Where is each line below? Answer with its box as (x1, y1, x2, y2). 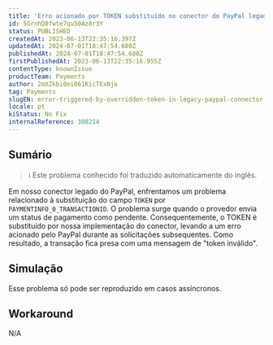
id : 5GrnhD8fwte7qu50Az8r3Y (8, 20, 104, 28)
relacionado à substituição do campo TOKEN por (8, 194, 167, 204)
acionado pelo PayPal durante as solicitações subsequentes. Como (8, 229, 234, 239)
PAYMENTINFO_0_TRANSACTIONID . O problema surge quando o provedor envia (8, 203, 258, 213)
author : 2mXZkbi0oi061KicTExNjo (8, 80, 118, 88)
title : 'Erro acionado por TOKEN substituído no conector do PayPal (8, 11, 245, 20)
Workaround (8, 307, 74, 321)
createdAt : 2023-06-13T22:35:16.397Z (8, 34, 136, 43)
